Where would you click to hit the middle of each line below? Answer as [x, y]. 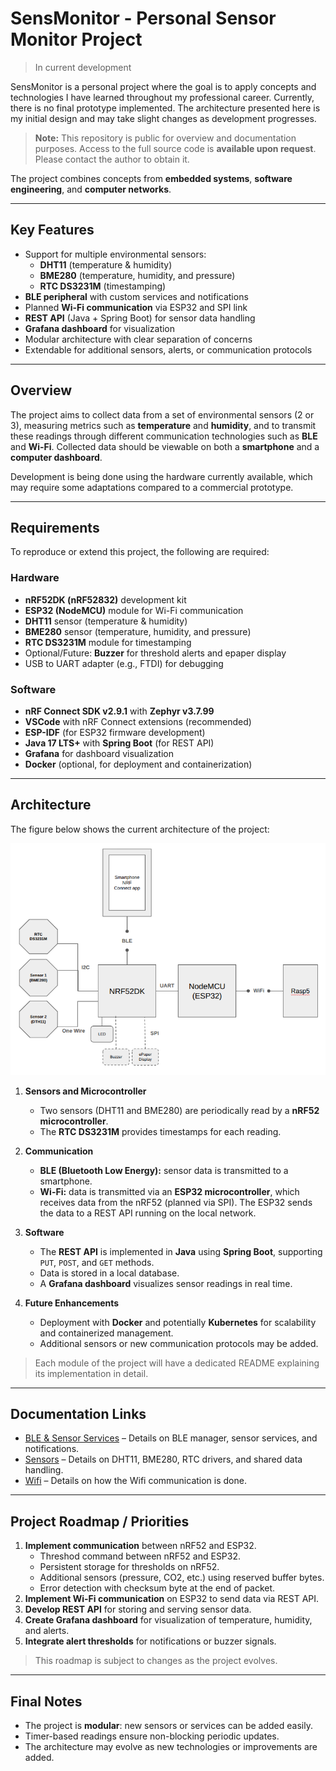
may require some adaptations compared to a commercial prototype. [152, 487]
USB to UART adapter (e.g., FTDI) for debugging [124, 663]
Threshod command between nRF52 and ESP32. [140, 1556]
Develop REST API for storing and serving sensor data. [138, 1609]
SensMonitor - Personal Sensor [143, 18]
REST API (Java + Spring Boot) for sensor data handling [140, 318]
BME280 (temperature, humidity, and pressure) [137, 275]
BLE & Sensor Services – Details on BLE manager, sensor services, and [171, 1438]
